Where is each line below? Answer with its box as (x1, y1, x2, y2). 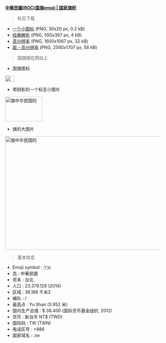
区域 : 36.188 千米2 (12, 289, 51, 295)
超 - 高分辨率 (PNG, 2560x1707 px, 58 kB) (12, 45, 97, 50)
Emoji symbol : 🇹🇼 (12, 264, 51, 270)
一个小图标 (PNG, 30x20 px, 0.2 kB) (12, 26, 85, 32)
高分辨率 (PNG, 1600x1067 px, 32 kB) (12, 38, 88, 44)
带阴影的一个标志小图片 (12, 87, 60, 92)
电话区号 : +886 (12, 326, 44, 332)
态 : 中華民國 (12, 271, 38, 276)
